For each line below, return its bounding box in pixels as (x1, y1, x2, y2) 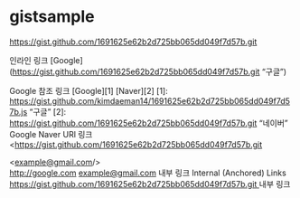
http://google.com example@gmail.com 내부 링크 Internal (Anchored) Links (9, 167, 286, 178)
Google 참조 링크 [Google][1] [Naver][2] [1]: (9, 85, 169, 96)
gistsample (9, 6, 95, 27)
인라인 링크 (9, 54, 49, 65)
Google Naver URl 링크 (9, 128, 93, 139)
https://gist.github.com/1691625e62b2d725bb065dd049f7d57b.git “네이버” (9, 118, 288, 128)
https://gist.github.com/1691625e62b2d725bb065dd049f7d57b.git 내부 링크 (9, 178, 291, 189)
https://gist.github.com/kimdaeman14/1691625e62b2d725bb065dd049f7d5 (9, 95, 291, 106)
